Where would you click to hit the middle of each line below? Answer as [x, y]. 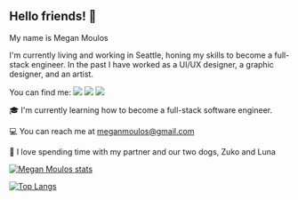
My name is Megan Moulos [59, 37]
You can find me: [40, 92]
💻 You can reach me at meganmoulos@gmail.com [102, 131]
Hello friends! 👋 [53, 16]
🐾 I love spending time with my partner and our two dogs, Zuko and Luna [142, 151]
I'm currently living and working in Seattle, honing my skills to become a [141, 55]
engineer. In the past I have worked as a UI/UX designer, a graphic [152, 64]
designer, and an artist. [51, 74]
